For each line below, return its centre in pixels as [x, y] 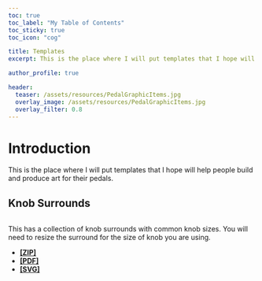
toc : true [24, 15]
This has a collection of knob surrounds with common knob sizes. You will [128, 229]
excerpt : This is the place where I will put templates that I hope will [132, 59]
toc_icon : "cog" [35, 37]
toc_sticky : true [37, 30]
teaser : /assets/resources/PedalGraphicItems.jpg [98, 94]
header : [21, 87]
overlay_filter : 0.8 [49, 109]
